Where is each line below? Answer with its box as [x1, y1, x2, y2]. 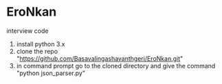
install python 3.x [16, 40, 65, 48]
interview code [6, 27, 49, 35]
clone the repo [16, 47, 58, 55]
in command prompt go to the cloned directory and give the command [16, 61, 216, 70]
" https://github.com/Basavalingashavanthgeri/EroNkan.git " [16, 54, 184, 62]
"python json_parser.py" [16, 69, 85, 77]
